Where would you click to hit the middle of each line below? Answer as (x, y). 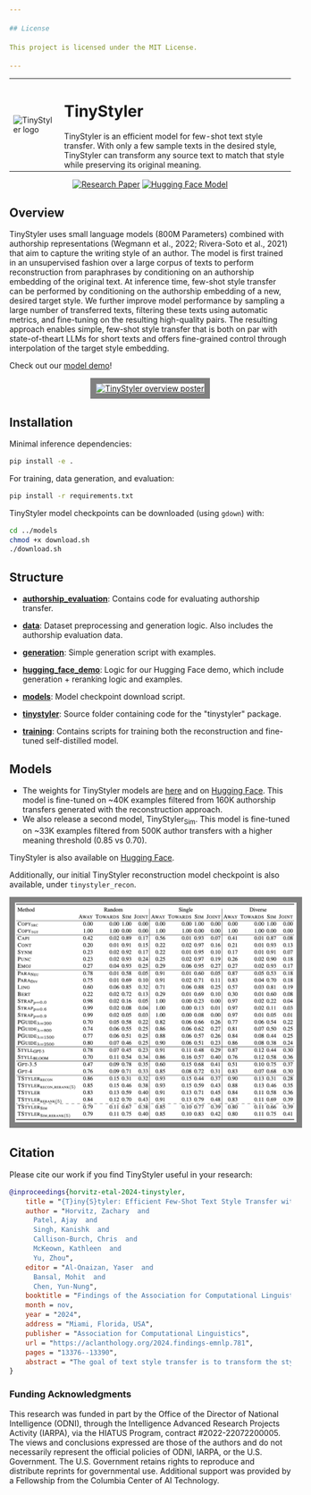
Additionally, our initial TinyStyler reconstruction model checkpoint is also (144, 875)
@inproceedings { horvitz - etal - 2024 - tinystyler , (97, 1192)
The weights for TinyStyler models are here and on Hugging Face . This (152, 790)
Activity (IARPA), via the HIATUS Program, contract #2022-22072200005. (145, 1432)
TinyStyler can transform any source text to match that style (174, 155)
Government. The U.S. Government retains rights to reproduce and (132, 1461)
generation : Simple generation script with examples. (119, 652)
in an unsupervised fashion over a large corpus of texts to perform (132, 263)
